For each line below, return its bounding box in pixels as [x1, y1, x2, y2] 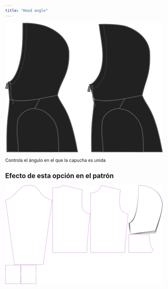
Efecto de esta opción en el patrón [5, 171, 114, 180]
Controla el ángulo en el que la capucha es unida [5, 157, 106, 163]
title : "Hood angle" [5, 8, 48, 13]
